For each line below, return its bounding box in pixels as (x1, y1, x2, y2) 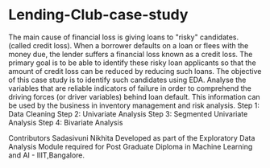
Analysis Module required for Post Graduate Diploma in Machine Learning (8, 141, 253, 151)
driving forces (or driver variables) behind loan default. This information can (8, 92, 260, 101)
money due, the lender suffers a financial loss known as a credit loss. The (8, 49, 253, 59)
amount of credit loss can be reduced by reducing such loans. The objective (8, 66, 262, 76)
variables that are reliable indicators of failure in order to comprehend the (8, 83, 251, 93)
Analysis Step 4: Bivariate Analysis (8, 117, 123, 127)
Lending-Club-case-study (8, 6, 189, 24)
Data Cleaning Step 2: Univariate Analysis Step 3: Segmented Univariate (8, 109, 248, 118)
